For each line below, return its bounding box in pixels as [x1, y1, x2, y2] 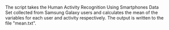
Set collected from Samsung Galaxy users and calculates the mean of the [5, 9, 158, 15]
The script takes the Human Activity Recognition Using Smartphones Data [5, 4, 159, 10]
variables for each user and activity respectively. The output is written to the [5, 15, 164, 20]
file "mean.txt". [5, 20, 36, 26]
